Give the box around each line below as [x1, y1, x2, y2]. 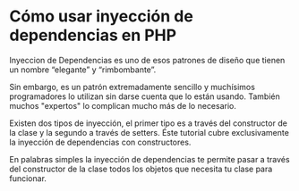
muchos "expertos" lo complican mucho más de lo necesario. [9, 100, 237, 111]
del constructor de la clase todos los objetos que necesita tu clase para [9, 163, 273, 174]
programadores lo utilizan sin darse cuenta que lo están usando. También [9, 91, 280, 102]
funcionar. [9, 172, 47, 184]
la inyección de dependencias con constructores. [9, 137, 192, 147]
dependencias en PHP [9, 25, 177, 46]
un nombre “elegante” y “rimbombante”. [9, 64, 157, 75]
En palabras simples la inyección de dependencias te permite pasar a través [9, 154, 290, 164]
